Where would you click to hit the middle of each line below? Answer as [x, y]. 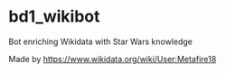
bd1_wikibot [54, 17]
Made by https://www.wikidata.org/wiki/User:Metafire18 [113, 59]
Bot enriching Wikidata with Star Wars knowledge [101, 41]
